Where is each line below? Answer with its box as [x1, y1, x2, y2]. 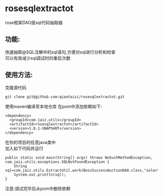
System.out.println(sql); [14, 172, 66, 177]
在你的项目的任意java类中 [5, 139, 56, 145]
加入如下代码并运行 [5, 145, 44, 151]
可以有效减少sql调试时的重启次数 [5, 55, 71, 61]
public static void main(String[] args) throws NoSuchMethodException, [5, 155, 153, 160]
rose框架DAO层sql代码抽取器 [5, 19, 63, 25]
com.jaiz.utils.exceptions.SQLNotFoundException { [5, 159, 110, 164]
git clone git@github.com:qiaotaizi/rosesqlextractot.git [5, 94, 125, 99]
